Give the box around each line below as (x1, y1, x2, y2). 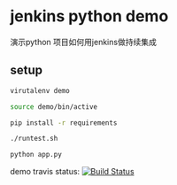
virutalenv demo (10, 86, 70, 95)
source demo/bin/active (10, 102, 98, 112)
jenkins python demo (10, 6, 169, 27)
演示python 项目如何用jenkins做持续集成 (10, 36, 158, 47)
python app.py (10, 150, 63, 159)
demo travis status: (10, 166, 81, 177)
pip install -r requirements (10, 118, 118, 127)
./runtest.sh (10, 135, 58, 143)
